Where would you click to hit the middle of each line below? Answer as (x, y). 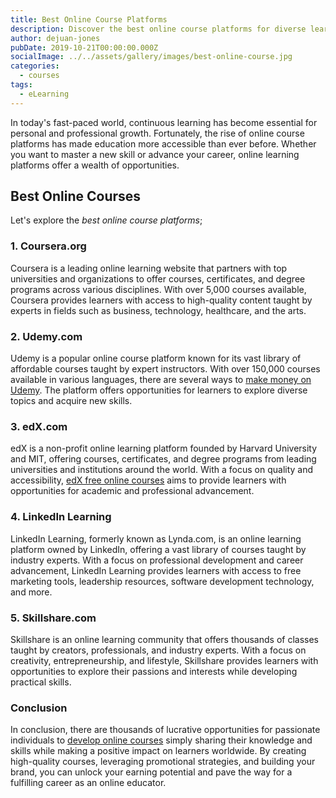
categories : (35, 66)
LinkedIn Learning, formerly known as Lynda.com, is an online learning (156, 538)
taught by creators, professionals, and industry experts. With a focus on (158, 650)
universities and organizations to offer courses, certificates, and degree (158, 278)
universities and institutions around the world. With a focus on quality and (162, 470)
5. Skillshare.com (53, 618)
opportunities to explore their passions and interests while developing (154, 671)
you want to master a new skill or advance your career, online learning (155, 154)
